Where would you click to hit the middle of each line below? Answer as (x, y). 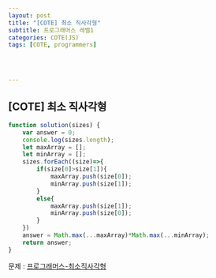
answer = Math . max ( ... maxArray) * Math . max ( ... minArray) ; (116, 235)
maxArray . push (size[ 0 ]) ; (91, 177)
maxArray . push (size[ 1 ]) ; (91, 206)
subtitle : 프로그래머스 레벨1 (51, 30)
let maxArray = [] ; (54, 147)
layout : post (30, 15)
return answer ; (47, 242)
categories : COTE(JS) (44, 38)
